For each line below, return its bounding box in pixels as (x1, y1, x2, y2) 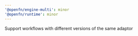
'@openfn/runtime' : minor (4, 12, 58, 17)
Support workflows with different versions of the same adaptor (4, 25, 134, 31)
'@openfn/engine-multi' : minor (4, 7, 69, 12)
